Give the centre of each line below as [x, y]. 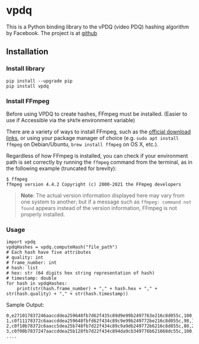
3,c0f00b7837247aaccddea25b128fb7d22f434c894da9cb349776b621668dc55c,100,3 [102, 332]
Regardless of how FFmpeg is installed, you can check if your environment [97, 155]
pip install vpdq [28, 86]
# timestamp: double [32, 278]
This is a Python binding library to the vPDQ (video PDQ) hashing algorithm [98, 27]
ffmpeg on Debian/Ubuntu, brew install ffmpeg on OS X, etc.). [82, 144]
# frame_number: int [32, 263]
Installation [27, 52]
